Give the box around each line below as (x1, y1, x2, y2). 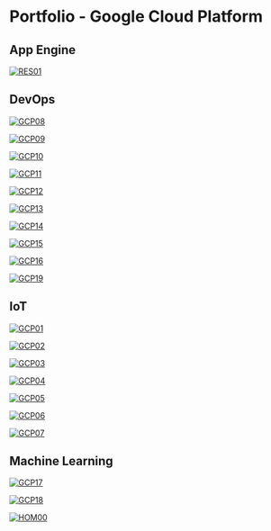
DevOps (9, 92, 56, 107)
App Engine (9, 42, 77, 58)
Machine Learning (9, 454, 114, 469)
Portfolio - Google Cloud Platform (9, 6, 264, 27)
